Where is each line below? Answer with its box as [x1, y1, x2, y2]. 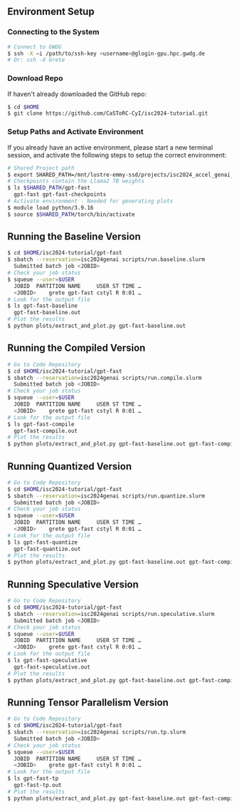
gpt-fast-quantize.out [14, 545, 81, 552]
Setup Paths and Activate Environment [7, 127, 144, 137]
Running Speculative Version [7, 578, 139, 590]
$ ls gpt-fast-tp [7, 775, 59, 783]
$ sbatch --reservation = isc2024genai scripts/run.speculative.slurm [7, 610, 215, 617]
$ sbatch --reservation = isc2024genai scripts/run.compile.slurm [7, 374, 202, 381]
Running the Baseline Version [7, 231, 141, 243]
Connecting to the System [7, 27, 100, 37]
